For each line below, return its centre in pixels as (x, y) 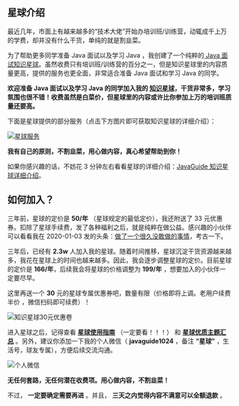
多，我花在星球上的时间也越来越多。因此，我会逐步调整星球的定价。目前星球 (119, 260)
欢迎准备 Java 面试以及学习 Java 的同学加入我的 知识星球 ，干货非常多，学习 (119, 88)
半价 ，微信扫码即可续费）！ (49, 301)
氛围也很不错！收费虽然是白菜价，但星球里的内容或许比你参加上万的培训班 (116, 97)
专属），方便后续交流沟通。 (77, 350)
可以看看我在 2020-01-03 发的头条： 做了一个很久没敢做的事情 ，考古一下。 (117, 236)
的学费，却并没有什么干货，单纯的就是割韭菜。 (76, 40)
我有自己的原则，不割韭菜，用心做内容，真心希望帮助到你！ (95, 151)
